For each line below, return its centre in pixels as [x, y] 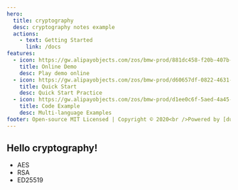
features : [21, 54]
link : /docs [43, 47]
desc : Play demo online [55, 73]
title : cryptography [43, 21]
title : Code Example [50, 106]
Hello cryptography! [52, 149]
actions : [26, 34]
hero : [15, 14]
